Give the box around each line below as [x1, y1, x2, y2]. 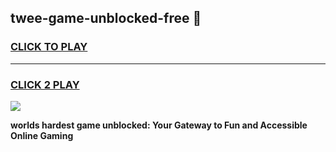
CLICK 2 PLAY [10, 77, 80, 91]
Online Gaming [10, 129, 74, 141]
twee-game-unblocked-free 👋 [10, 10, 202, 27]
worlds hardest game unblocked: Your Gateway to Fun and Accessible [10, 119, 308, 131]
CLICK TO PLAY [10, 40, 88, 54]
